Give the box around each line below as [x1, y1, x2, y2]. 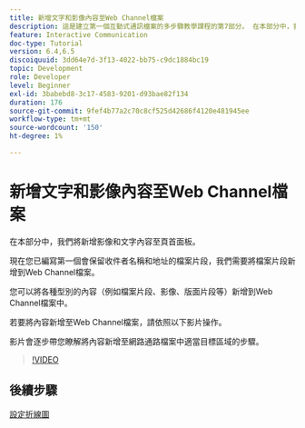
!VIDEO [31, 353, 59, 364]
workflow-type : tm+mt [9, 114, 92, 124]
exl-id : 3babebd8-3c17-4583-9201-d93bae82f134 [9, 89, 189, 98]
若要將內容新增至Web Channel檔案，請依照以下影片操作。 [9, 316, 227, 327]
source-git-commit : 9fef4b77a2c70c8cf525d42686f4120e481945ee [9, 106, 250, 115]
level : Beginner [9, 81, 71, 90]
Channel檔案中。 [9, 297, 73, 308]
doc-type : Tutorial [9, 38, 84, 48]
